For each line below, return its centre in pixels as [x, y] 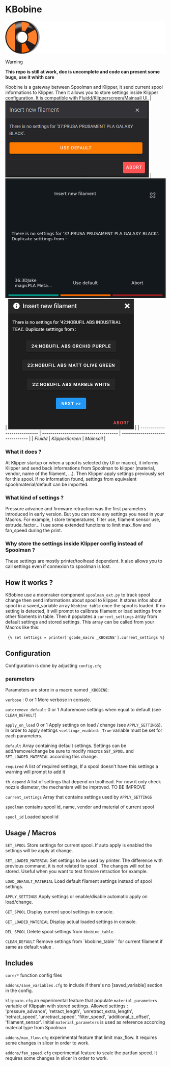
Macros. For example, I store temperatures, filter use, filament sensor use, [83, 519]
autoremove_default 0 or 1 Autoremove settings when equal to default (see [83, 710]
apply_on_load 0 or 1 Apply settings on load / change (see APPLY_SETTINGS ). [84, 725]
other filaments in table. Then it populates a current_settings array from [81, 616]
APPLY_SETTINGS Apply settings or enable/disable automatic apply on [76, 897]
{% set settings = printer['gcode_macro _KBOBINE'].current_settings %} [86, 638]
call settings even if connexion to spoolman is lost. [58, 566]
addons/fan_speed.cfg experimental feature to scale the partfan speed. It [81, 1053]
